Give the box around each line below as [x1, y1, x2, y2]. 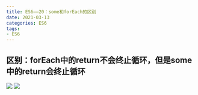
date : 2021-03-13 [6, 14, 50, 20]
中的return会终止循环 [6, 66, 86, 76]
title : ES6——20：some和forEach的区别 [6, 8, 96, 15]
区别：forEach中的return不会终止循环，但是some [6, 55, 193, 65]
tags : [6, 25, 20, 32]
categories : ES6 [6, 20, 47, 26]
